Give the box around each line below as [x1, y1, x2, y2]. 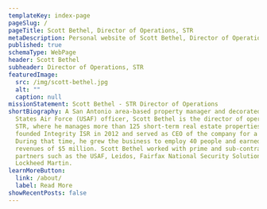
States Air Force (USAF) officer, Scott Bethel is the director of [15, 115, 244, 123]
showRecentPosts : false [8, 188, 87, 197]
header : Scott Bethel [8, 56, 80, 64]
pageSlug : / [8, 19, 48, 27]
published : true [8, 41, 62, 49]
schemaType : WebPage [8, 48, 77, 56]
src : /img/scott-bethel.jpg [15, 78, 109, 86]
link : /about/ [15, 174, 62, 183]
